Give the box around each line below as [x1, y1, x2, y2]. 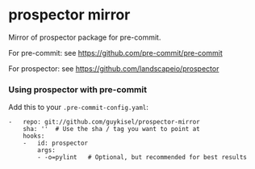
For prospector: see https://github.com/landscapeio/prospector [8, 63, 219, 74]
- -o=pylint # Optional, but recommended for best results [37, 154, 248, 162]
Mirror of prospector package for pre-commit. [8, 32, 161, 42]
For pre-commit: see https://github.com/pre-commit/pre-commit [8, 48, 224, 57]
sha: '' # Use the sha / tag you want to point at [23, 125, 200, 133]
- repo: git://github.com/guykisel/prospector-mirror [8, 118, 200, 126]
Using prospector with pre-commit [8, 83, 148, 95]
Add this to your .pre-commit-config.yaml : [8, 103, 149, 112]
